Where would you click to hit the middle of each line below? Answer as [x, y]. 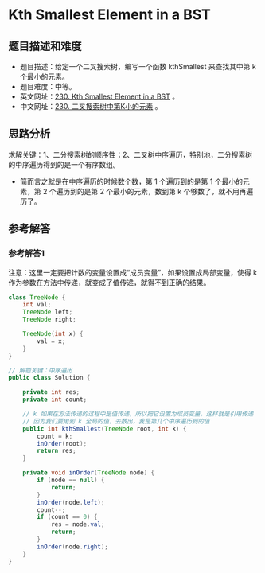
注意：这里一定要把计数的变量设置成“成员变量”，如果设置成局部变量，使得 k [132, 272]
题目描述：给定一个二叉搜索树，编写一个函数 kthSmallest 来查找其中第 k [138, 66]
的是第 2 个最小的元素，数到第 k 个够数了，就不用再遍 [165, 191]
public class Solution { [49, 378]
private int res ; [51, 392]
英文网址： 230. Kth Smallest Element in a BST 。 [99, 96]
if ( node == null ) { [71, 480]
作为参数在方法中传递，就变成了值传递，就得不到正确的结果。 [109, 282]
